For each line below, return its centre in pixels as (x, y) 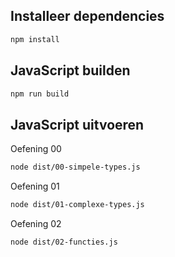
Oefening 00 (36, 149)
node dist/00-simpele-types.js (75, 167)
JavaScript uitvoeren (77, 124)
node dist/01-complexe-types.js (77, 205)
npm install (35, 39)
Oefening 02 (36, 223)
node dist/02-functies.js (64, 242)
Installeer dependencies (87, 16)
